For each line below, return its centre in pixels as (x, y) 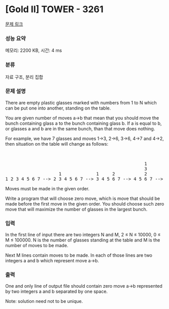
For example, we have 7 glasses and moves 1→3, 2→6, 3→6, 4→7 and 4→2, (84, 139)
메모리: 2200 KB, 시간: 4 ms (34, 50)
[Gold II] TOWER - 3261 (54, 9)
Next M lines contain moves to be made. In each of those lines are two (79, 255)
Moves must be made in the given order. (47, 188)
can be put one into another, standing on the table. (58, 108)
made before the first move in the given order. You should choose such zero (85, 203)
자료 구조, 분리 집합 (24, 77)
